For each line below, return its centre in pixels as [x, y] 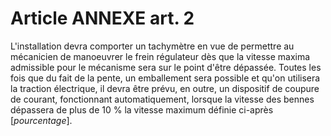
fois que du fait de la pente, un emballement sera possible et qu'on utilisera [165, 78]
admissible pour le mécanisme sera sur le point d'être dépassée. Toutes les [166, 67]
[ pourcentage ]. [41, 120]
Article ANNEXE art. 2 [102, 18]
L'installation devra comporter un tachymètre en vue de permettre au [152, 46]
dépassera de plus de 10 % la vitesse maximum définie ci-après [142, 109]
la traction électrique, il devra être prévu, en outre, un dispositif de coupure [165, 88]
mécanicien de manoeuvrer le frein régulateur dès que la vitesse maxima [160, 56]
